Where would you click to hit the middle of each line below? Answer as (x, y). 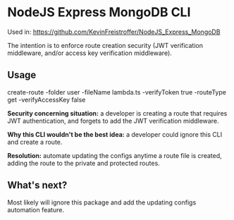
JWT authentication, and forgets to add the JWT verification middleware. (113, 121)
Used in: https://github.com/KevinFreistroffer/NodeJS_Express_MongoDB (114, 32)
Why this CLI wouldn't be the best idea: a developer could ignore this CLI (115, 134)
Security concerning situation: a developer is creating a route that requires (117, 113)
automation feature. (36, 209)
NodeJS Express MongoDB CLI (99, 12)
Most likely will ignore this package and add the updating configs (102, 202)
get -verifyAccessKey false (47, 99)
